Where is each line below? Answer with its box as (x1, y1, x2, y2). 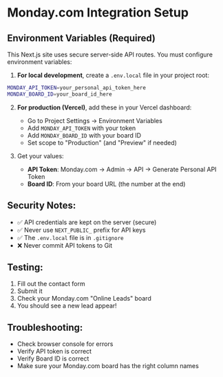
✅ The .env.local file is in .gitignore (17, 233, 124, 241)
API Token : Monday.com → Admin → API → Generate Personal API (27, 165, 217, 173)
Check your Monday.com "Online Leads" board (17, 294, 151, 303)
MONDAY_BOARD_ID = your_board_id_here (7, 91, 112, 98)
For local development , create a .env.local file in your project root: (17, 71, 210, 79)
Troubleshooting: (7, 321, 83, 333)
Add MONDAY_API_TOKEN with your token (27, 124, 136, 132)
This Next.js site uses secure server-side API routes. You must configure (7, 50, 213, 58)
